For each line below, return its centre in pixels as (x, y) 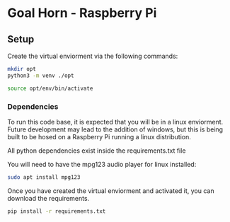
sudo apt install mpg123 (44, 177)
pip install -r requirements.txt (57, 211)
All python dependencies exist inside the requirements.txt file (97, 151)
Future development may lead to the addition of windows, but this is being (115, 129)
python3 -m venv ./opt (41, 76)
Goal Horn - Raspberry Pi (82, 13)
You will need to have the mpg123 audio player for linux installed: (102, 164)
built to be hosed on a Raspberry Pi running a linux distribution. (99, 136)
